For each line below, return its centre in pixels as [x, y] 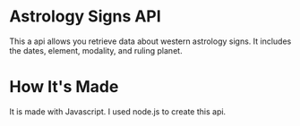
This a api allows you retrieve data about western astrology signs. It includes [150, 41]
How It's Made [64, 87]
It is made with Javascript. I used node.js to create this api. [118, 111]
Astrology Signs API [85, 17]
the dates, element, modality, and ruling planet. [96, 50]
